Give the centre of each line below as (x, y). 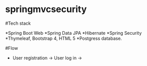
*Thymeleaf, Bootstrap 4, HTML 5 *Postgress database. (64, 38)
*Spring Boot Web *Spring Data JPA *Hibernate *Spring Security (73, 33)
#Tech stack (18, 23)
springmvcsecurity (46, 9)
